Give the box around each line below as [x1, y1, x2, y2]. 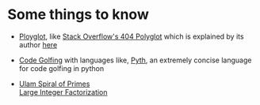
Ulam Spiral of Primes [18, 79, 90, 88]
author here [18, 39, 58, 49]
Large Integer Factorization [18, 87, 108, 96]
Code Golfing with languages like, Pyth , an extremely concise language [18, 55, 252, 65]
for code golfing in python [18, 63, 105, 73]
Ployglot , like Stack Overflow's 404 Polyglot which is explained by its [18, 32, 244, 41]
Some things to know [7, 6, 150, 24]
